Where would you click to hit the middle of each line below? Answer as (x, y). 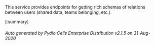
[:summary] (17, 22)
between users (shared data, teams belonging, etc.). (58, 12)
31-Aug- (142, 33)
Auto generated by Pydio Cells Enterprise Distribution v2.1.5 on (69, 33)
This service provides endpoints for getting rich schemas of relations (75, 7)
